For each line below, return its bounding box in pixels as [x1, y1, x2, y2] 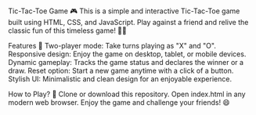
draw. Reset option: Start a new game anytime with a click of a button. [8, 66, 234, 75]
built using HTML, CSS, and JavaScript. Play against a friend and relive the [8, 18, 249, 27]
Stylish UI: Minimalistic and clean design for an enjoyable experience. [8, 74, 233, 84]
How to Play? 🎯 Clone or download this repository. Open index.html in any [8, 89, 246, 99]
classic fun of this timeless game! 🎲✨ [8, 26, 127, 35]
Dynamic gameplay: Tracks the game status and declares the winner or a [8, 58, 244, 66]
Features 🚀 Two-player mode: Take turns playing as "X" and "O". [8, 41, 217, 50]
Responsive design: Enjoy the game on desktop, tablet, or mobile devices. [8, 49, 247, 59]
